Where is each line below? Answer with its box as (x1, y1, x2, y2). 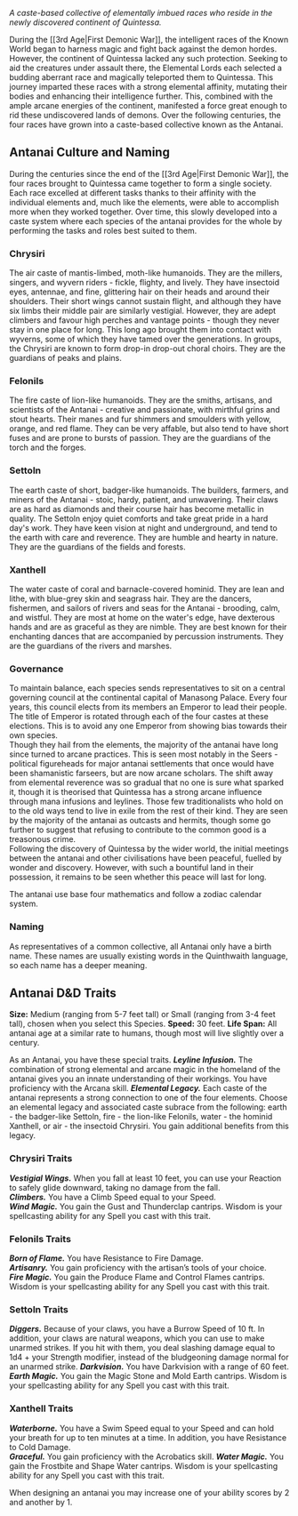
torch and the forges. (9, 442, 87, 453)
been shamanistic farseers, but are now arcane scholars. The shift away (9, 768, 274, 779)
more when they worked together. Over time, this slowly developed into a (9, 206, 278, 217)
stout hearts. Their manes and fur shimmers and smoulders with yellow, (9, 413, 271, 425)
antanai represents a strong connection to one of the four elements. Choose (9, 1093, 288, 1103)
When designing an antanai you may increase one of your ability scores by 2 (9, 1487, 290, 1497)
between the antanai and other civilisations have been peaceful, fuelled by (9, 853, 282, 863)
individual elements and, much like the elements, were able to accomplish (9, 197, 279, 207)
